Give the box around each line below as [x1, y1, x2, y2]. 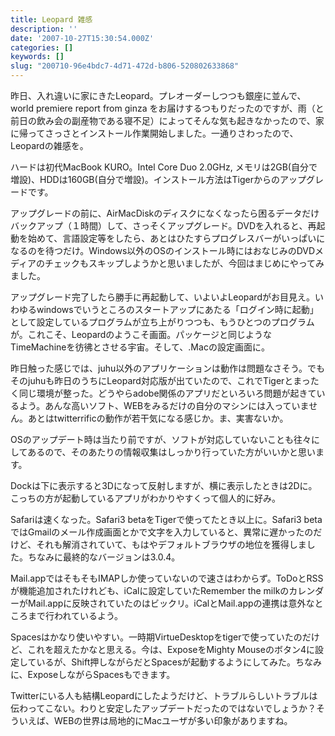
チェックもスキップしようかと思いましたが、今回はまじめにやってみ [44, 257, 325, 269]
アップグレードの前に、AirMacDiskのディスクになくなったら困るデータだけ [10, 207, 320, 219]
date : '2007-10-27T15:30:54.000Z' [10, 33, 155, 43]
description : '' [10, 24, 78, 34]
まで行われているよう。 [27, 610, 124, 621]
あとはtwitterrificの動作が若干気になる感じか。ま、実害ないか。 [27, 412, 289, 424]
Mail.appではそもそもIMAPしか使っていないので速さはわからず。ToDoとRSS [10, 572, 324, 584]
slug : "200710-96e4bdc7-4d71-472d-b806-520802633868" [10, 61, 240, 71]
